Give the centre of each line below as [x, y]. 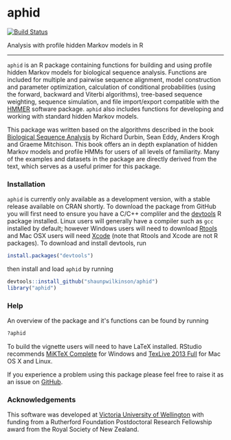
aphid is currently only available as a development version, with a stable [109, 199]
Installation [26, 184]
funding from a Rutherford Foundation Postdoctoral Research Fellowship [110, 422]
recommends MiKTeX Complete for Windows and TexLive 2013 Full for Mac [114, 354]
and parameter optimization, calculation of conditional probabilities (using [111, 87]
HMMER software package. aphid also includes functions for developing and [115, 109]
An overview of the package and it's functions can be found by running [108, 321]
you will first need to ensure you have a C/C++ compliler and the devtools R [114, 214]
